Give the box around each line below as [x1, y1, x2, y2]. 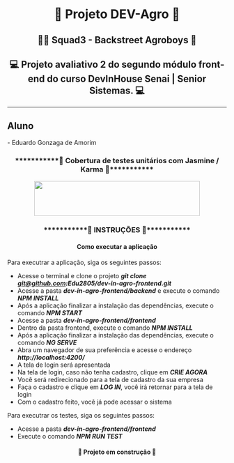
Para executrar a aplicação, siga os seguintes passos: [7, 258, 162, 266]
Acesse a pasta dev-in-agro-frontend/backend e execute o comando [17, 286, 220, 295]
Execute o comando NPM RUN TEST [17, 432, 123, 440]
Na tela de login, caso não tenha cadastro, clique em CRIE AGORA [17, 367, 208, 376]
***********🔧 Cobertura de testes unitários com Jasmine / [15, 156, 219, 166]
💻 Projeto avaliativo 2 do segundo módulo [9, 59, 197, 70]
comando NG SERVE [17, 338, 77, 347]
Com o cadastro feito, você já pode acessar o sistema [17, 397, 172, 406]
